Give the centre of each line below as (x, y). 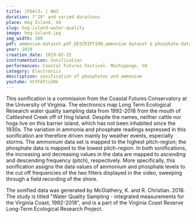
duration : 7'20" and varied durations (53, 17)
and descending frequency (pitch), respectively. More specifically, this (91, 160)
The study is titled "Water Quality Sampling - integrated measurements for (95, 196)
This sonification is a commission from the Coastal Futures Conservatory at (97, 99)
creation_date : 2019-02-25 (39, 55)
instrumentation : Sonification (44, 60)
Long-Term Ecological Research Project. (55, 209)
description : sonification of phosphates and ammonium (74, 76)
